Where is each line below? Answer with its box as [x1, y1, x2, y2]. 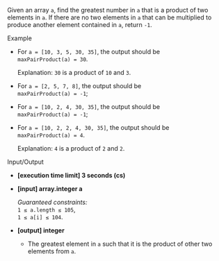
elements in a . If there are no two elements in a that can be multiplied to [7, 13, 212, 22]
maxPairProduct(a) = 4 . [17, 131, 86, 139]
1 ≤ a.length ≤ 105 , [17, 205, 76, 214]
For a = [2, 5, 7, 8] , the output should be [17, 82, 142, 90]
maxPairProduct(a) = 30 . [17, 55, 88, 63]
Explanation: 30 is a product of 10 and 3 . [17, 69, 131, 76]
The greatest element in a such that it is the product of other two [27, 239, 213, 248]
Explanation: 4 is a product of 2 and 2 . [17, 144, 125, 152]
